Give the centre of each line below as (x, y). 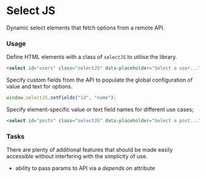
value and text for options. (40, 87)
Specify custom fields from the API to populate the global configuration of (100, 80)
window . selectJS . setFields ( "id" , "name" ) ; (61, 98)
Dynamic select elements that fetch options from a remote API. (86, 28)
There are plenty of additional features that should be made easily (90, 150)
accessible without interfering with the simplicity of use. (77, 157)
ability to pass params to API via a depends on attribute (85, 168)
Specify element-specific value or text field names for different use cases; (100, 109)
